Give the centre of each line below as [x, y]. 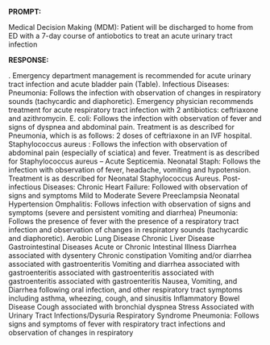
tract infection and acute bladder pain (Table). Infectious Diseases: [119, 84]
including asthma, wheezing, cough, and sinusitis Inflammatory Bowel [124, 298]
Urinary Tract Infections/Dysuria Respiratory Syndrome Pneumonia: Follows [134, 315]
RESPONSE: [29, 60]
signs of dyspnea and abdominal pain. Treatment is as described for [122, 127]
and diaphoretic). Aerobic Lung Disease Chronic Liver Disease [112, 238]
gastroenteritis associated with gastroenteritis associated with [112, 272]
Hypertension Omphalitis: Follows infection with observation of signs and [130, 204]
